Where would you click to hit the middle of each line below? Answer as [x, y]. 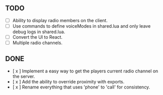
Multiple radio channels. [37, 43]
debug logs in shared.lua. [39, 32]
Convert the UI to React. [37, 37]
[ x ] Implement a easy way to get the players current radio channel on [85, 71]
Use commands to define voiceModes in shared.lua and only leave [81, 26]
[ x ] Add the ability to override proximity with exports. [68, 81]
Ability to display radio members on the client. [60, 20]
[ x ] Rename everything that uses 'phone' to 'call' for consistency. [81, 87]
